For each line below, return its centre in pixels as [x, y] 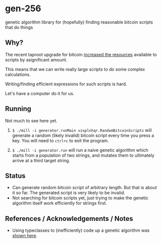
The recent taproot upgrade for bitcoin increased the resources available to [81, 54]
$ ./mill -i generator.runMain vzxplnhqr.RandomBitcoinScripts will [82, 130]
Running [18, 109]
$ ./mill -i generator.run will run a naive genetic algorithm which [80, 150]
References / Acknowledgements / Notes [69, 219]
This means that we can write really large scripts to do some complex [75, 69]
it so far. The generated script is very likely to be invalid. [69, 193]
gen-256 [23, 9]
